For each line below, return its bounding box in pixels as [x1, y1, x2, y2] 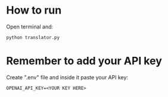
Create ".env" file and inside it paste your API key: [6, 73, 129, 80]
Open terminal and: [6, 23, 54, 30]
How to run [6, 4, 62, 17]
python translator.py [6, 34, 60, 40]
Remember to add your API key [6, 54, 163, 68]
